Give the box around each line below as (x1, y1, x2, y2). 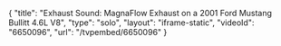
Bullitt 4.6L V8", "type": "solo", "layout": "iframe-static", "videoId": (8, 17, 255, 28)
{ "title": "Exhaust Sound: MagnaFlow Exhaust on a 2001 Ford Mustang (8, 8, 273, 18)
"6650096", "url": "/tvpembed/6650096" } (8, 27, 168, 37)
